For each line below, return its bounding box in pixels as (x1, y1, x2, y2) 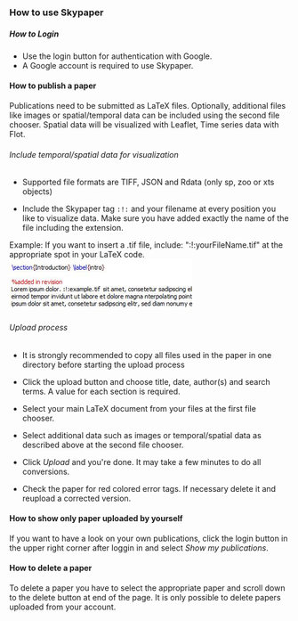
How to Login (9, 29, 60, 39)
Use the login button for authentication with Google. (21, 51, 213, 61)
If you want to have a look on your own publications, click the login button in (9, 533, 288, 543)
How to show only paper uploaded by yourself (9, 513, 183, 524)
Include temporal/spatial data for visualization (9, 149, 180, 159)
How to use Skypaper (9, 6, 104, 19)
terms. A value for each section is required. (21, 386, 181, 396)
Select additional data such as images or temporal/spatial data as (21, 429, 262, 440)
